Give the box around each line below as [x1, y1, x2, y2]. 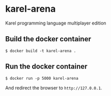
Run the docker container [5, 62, 88, 71]
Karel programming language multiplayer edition [5, 20, 106, 26]
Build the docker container [5, 35, 92, 43]
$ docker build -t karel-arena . [5, 48, 76, 54]
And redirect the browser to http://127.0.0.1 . [5, 85, 102, 91]
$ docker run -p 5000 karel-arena [5, 76, 79, 81]
